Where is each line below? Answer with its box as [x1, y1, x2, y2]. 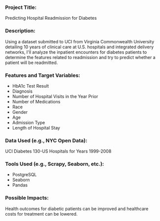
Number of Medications [12, 98, 61, 104]
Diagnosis [12, 88, 33, 94]
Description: [5, 28, 35, 34]
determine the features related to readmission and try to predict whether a [5, 54, 156, 60]
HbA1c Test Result [12, 83, 49, 89]
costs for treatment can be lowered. [5, 211, 78, 217]
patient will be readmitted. [5, 60, 58, 65]
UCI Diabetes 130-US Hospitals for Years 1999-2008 [5, 148, 112, 154]
